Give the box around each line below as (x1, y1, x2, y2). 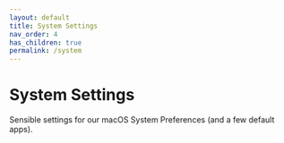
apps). (9, 124, 33, 135)
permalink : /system (9, 46, 82, 55)
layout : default (9, 13, 70, 22)
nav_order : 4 (9, 29, 58, 38)
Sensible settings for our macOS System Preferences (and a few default (9, 114, 275, 125)
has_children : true (9, 38, 82, 47)
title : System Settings (9, 21, 99, 30)
